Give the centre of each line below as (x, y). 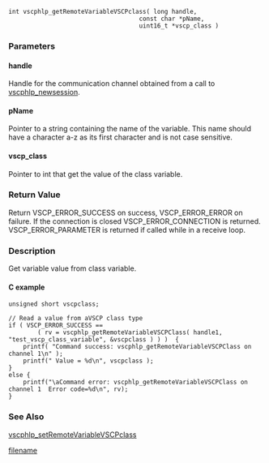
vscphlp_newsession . (44, 92)
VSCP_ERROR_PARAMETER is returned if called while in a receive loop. (127, 229)
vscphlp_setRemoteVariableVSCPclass (73, 435)
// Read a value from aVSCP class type (76, 319)
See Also (26, 417)
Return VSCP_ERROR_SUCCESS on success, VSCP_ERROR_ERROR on (126, 212)
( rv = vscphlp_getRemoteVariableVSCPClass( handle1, (130, 332)
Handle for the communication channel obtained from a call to (112, 84)
